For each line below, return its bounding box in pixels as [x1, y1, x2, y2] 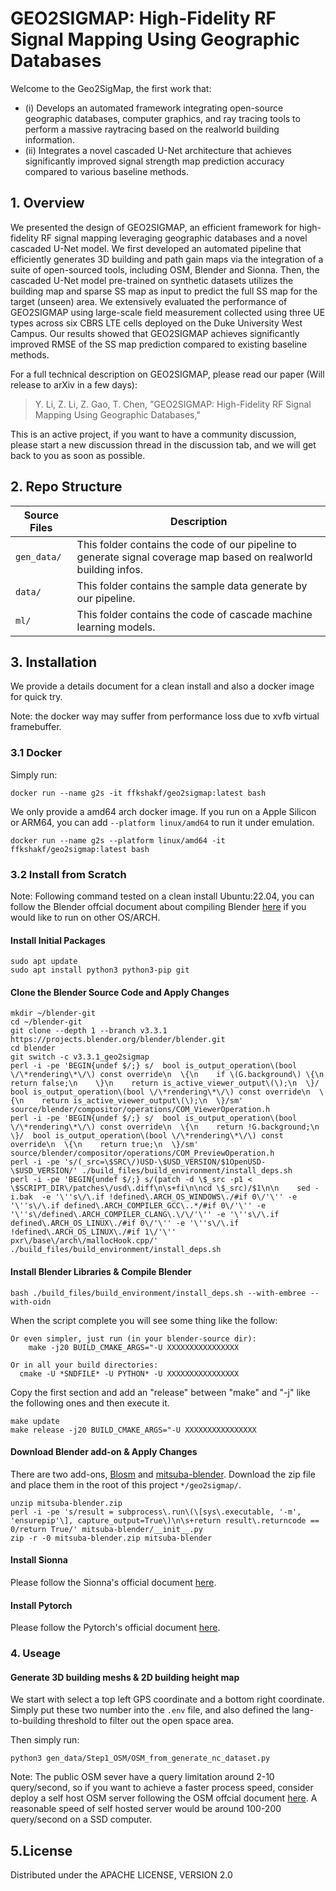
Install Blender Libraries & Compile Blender [10, 1265, 192, 1277]
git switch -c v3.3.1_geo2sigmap [10, 1052, 150, 1062]
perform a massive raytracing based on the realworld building [24, 123, 280, 135]
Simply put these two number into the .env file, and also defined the [10, 1704, 290, 1716]
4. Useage [10, 1647, 61, 1661]
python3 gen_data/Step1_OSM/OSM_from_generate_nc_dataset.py [10, 1753, 271, 1764]
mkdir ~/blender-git [10, 1008, 97, 1019]
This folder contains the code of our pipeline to [76, 537, 297, 551]
